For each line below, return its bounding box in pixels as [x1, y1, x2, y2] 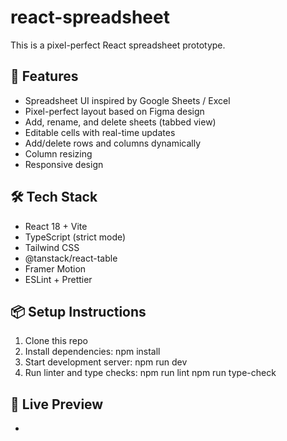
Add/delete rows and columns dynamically [24, 137, 202, 149]
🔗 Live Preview [10, 396, 104, 413]
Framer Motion [24, 262, 87, 275]
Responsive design [24, 158, 104, 170]
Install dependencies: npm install [24, 346, 161, 358]
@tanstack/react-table [24, 252, 118, 264]
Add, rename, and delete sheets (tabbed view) [24, 116, 217, 128]
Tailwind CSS [24, 241, 80, 253]
